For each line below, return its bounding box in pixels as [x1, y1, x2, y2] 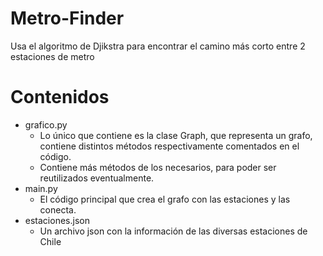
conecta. [39, 203, 77, 216]
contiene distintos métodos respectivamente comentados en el [39, 140, 300, 152]
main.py [24, 182, 58, 194]
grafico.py [24, 118, 68, 131]
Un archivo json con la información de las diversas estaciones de [39, 225, 308, 237]
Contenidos [10, 86, 110, 109]
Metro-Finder [10, 7, 125, 30]
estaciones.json [24, 214, 90, 226]
